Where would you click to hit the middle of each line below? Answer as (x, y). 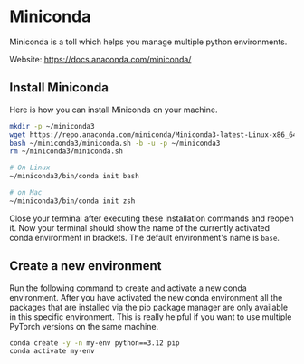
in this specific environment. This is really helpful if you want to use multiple (151, 316)
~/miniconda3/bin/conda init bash (75, 177)
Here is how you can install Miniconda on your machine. (114, 110)
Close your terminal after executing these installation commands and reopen (152, 218)
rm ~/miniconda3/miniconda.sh (66, 151)
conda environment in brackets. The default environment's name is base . (145, 237)
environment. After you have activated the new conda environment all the (146, 297)
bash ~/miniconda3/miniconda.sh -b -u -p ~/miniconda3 (115, 143)
